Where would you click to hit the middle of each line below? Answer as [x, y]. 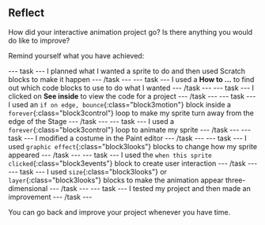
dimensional [28, 188]
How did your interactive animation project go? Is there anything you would [131, 32]
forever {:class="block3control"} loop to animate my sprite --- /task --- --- [130, 129]
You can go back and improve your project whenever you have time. [119, 212]
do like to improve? [39, 40]
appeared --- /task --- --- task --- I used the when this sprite [110, 155]
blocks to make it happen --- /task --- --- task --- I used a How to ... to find [131, 79]
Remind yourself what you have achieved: [76, 55]
